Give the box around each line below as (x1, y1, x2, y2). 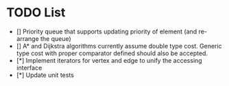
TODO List (6, 5, 66, 20)
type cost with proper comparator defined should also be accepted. (16, 49, 208, 57)
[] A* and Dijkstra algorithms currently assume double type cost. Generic (16, 42, 222, 50)
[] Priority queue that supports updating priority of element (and (16, 27, 197, 35)
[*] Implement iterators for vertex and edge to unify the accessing (16, 56, 203, 64)
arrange (16, 34, 39, 42)
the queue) (40, 34, 71, 42)
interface (16, 63, 43, 72)
